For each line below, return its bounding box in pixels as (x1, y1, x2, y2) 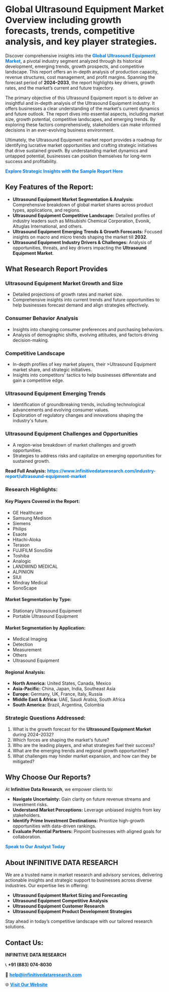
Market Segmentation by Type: (5, 597, 72, 603)
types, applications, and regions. (12, 207, 81, 213)
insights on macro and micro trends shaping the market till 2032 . (12, 234, 148, 240)
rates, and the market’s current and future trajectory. (5, 85, 115, 91)
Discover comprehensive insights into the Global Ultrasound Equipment (5, 52, 155, 59)
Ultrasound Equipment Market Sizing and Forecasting (12, 892, 128, 898)
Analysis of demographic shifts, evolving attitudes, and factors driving (12, 332, 158, 338)
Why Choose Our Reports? (5, 773, 91, 782)
